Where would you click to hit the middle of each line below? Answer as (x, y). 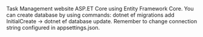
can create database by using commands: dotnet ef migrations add (91, 15)
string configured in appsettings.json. (53, 27)
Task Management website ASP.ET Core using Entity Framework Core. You (100, 9)
